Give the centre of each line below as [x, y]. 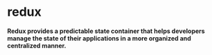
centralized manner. [37, 45]
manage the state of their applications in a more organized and [99, 38]
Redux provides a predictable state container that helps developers [106, 31]
